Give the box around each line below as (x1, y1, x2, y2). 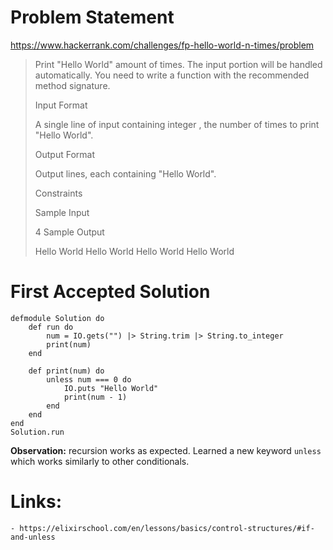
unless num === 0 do (46, 374, 132, 385)
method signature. (34, 79, 111, 91)
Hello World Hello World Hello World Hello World (34, 245, 235, 257)
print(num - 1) (63, 392, 128, 402)
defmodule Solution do (10, 313, 105, 323)
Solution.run (10, 427, 65, 437)
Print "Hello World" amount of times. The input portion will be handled (34, 58, 323, 70)
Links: (10, 491, 63, 513)
